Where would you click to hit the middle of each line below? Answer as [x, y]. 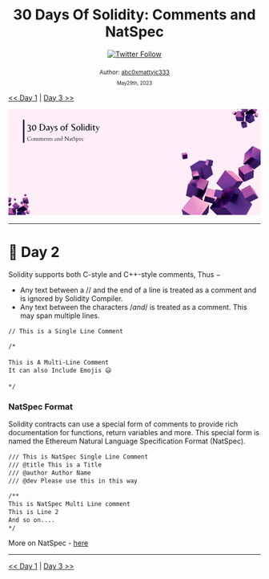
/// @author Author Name [50, 473]
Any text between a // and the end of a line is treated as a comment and [138, 290]
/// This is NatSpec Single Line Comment [78, 457]
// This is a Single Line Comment [66, 332]
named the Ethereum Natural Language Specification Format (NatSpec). [127, 441]
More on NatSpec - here [48, 543]
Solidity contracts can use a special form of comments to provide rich [123, 424]
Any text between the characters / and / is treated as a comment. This [133, 308]
